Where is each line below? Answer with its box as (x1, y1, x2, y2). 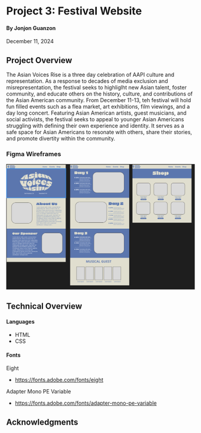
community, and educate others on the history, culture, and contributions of (6, 90, 193, 97)
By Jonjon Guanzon (6, 24, 56, 31)
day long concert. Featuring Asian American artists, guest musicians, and (6, 109, 187, 117)
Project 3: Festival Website (6, 4, 142, 18)
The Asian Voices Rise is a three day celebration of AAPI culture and (6, 71, 175, 79)
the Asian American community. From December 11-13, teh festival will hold (6, 97, 191, 104)
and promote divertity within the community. (6, 135, 115, 142)
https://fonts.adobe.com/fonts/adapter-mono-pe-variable (14, 399, 157, 407)
